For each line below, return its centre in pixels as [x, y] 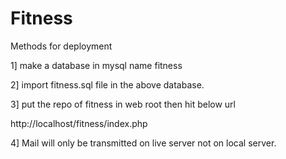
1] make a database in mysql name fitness [96, 65]
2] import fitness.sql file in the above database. [107, 84]
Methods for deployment [61, 46]
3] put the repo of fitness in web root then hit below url [123, 104]
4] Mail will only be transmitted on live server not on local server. [143, 143]
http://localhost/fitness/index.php [79, 123]
